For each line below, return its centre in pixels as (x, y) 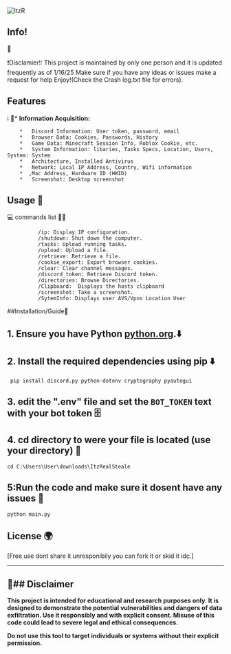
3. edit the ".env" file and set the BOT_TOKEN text (109, 402)
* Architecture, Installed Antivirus (77, 161)
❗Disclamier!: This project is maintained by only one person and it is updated (114, 63)
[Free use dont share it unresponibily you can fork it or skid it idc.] (100, 556)
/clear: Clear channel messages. (86, 269)
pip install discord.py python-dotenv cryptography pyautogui (101, 381)
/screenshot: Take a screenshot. (86, 293)
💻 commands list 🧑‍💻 (37, 217)
